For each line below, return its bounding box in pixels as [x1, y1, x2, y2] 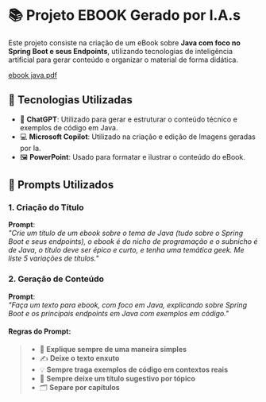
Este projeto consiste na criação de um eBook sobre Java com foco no [8, 37, 241, 48]
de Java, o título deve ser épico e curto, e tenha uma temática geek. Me [8, 245, 245, 255]
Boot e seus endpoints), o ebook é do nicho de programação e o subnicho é [8, 237, 258, 246]
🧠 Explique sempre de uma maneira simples [39, 344, 187, 354]
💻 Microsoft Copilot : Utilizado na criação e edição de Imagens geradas [19, 132, 256, 141]
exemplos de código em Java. [19, 122, 118, 132]
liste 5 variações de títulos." [8, 253, 99, 263]
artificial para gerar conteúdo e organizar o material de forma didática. [8, 55, 238, 64]
